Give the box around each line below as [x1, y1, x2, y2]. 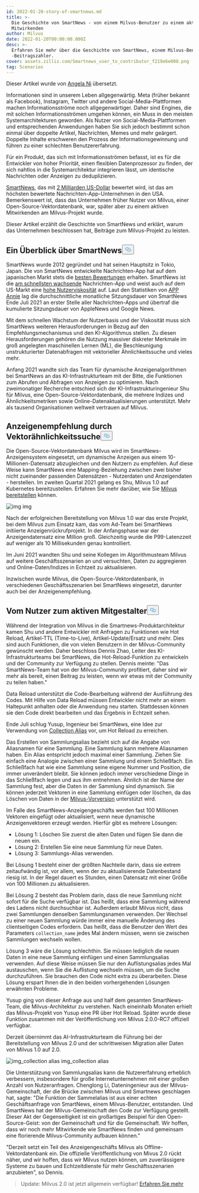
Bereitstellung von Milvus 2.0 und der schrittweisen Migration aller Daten [6, 1039, 184, 1046]
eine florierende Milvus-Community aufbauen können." [6, 1132, 140, 1139]
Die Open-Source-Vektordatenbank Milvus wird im [6, 448, 129, 454]
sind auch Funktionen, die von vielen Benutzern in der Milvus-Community [6, 640, 185, 648]
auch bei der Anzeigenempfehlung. [6, 588, 92, 595]
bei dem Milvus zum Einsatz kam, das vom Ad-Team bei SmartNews [6, 521, 172, 528]
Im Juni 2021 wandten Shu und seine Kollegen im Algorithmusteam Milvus [6, 551, 187, 558]
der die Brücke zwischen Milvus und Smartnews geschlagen [43, 1087, 191, 1095]
